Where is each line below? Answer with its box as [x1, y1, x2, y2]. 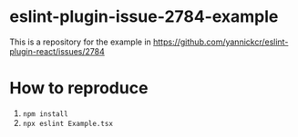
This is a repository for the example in [9, 36, 152, 47]
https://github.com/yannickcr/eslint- [153, 36, 289, 47]
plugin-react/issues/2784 [9, 45, 105, 56]
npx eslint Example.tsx [22, 119, 114, 128]
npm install [22, 109, 68, 119]
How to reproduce [9, 78, 149, 99]
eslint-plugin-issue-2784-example [9, 6, 279, 27]
